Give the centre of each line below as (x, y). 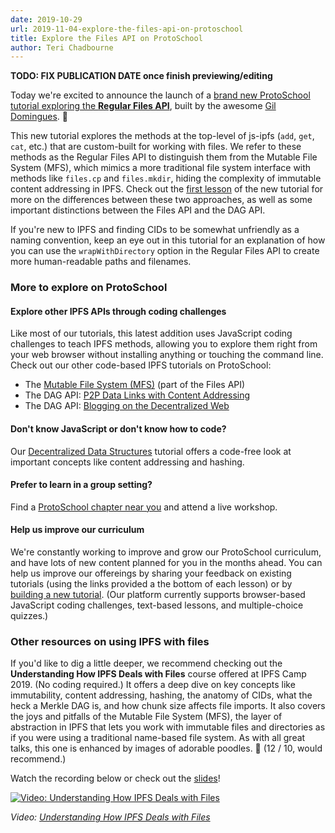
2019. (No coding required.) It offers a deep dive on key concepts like (153, 685)
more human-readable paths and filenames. (101, 262)
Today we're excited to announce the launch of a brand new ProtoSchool (160, 95)
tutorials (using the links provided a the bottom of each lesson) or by (151, 583)
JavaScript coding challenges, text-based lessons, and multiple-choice (157, 605)
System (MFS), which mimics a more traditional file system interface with (161, 168)
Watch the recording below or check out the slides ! (115, 778)
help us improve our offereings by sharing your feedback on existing (151, 573)
